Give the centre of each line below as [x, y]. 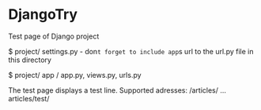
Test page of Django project [54, 36]
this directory [30, 60]
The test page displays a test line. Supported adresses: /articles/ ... [117, 90]
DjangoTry [43, 15]
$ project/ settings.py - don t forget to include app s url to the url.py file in [131, 51]
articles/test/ [29, 98]
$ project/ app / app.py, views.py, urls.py [75, 75]
